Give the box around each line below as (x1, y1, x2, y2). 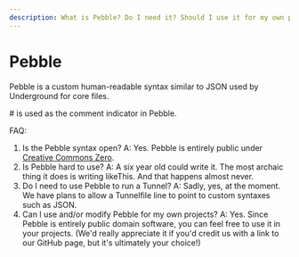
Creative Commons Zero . (21, 152, 115, 162)
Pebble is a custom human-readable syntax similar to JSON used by (9, 81, 259, 92)
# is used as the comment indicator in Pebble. (9, 108, 177, 119)
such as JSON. (21, 199, 77, 210)
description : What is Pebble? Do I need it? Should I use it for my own (9, 12, 285, 22)
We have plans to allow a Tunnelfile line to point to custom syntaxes (21, 189, 271, 201)
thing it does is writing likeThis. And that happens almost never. (21, 170, 255, 181)
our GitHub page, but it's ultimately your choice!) (21, 237, 202, 248)
